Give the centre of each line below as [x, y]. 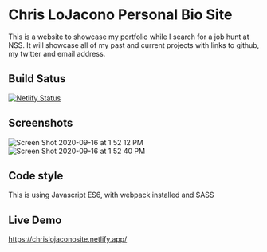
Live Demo [35, 220]
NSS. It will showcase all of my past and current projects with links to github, [134, 45]
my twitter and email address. [57, 53]
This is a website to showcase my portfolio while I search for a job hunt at [129, 37]
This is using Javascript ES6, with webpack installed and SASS [111, 195]
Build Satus [37, 79]
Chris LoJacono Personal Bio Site [120, 15]
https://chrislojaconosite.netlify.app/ [68, 239]
